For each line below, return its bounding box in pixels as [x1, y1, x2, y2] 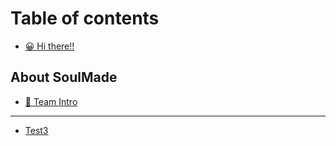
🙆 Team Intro [24, 95, 78, 107]
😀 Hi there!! [24, 40, 75, 52]
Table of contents [10, 7, 160, 30]
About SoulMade [10, 69, 118, 86]
